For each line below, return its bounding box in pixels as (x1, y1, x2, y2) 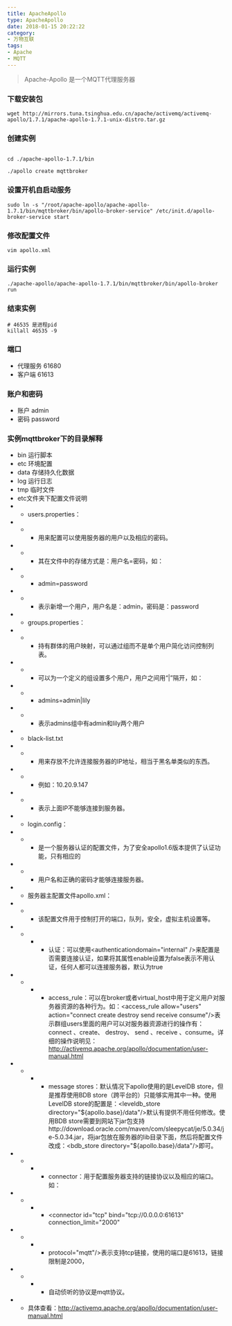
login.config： (27, 820, 68, 828)
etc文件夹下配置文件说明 (17, 494, 88, 503)
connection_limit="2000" (48, 1218, 121, 1226)
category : (7, 29, 36, 37)
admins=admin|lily (37, 697, 91, 705)
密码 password (17, 415, 60, 423)
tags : (7, 42, 23, 49)
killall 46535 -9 (7, 327, 57, 334)
